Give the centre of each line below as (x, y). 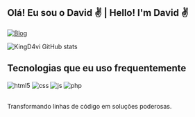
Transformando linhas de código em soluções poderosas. (90, 107)
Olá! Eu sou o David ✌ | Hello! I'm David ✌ (98, 13)
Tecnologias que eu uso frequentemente (97, 68)
